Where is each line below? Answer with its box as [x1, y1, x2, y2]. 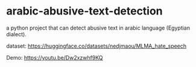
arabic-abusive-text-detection [6, 4, 163, 18]
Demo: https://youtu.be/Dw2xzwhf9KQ [6, 54, 104, 61]
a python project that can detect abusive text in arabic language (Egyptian [6, 24, 190, 31]
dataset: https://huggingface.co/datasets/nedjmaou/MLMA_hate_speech [6, 42, 187, 49]
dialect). [6, 30, 27, 37]
